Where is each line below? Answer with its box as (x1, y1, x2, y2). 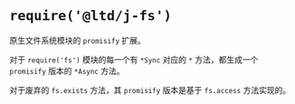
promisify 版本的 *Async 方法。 (9, 65, 125, 76)
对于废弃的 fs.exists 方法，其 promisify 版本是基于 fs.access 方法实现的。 (9, 84, 291, 95)
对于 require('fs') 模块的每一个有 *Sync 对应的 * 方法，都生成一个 (9, 53, 259, 65)
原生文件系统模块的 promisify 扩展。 (9, 34, 147, 45)
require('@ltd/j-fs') (9, 7, 172, 24)
